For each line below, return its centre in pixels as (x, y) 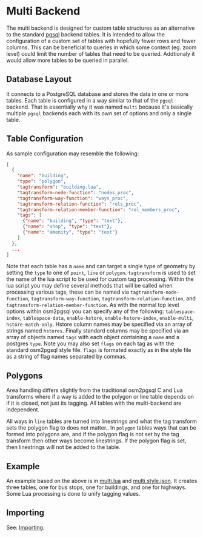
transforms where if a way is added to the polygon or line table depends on (100, 397)
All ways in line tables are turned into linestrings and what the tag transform (101, 421)
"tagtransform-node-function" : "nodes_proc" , (76, 192)
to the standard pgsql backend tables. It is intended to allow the (86, 34)
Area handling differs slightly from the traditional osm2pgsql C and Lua (95, 390)
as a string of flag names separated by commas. (67, 357)
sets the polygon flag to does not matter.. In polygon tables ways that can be (101, 428)
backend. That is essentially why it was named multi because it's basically (99, 107)
